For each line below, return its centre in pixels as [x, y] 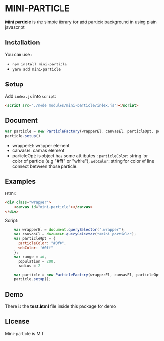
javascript [15, 27]
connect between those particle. [45, 166]
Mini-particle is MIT [25, 333]
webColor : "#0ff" [36, 248]
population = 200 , [37, 261]
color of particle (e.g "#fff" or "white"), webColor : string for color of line [83, 161]
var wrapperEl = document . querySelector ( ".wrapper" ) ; [70, 230]
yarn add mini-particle [36, 69]
